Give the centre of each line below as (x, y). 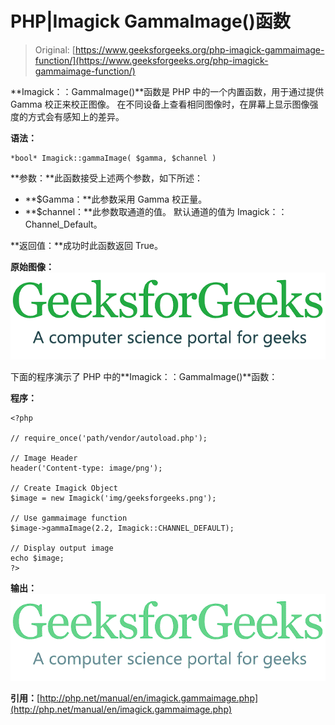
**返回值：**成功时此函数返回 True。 (86, 245)
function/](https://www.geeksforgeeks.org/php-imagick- (151, 60)
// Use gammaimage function (69, 518)
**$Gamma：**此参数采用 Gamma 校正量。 (116, 199)
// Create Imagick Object (64, 488)
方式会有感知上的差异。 (76, 116)
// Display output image (62, 548)
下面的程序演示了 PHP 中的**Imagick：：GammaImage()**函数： (144, 376)
